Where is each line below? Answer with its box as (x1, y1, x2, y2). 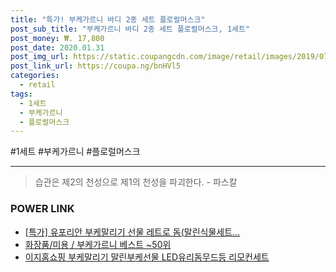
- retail (19, 80, 56, 90)
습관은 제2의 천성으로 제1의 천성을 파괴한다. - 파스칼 (34, 176, 238, 188)
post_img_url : (10, 52, 70, 62)
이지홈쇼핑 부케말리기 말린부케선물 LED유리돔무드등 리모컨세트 (24, 251, 270, 263)
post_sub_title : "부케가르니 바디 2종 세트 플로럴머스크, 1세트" (10, 24, 251, 34)
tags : (10, 89, 33, 99)
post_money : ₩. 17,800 (10, 33, 105, 43)
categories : (10, 71, 60, 81)
